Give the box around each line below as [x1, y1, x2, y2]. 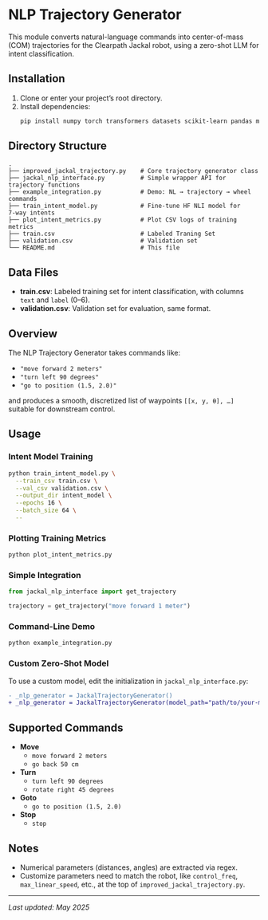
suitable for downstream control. [8, 404, 116, 414]
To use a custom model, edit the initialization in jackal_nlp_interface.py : [8, 676, 249, 686]
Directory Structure [8, 140, 108, 153]
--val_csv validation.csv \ [15, 484, 109, 492]
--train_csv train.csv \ [15, 477, 98, 485]
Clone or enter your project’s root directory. [19, 93, 163, 103]
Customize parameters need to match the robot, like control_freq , [19, 871, 238, 880]
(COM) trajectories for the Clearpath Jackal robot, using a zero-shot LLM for [8, 40, 259, 49]
